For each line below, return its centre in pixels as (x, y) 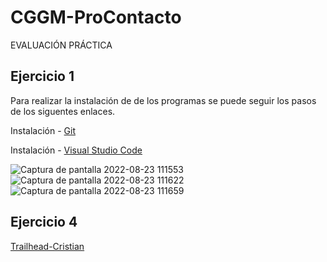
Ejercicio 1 (42, 76)
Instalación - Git (43, 130)
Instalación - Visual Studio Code (76, 150)
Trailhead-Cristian (47, 246)
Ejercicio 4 (44, 222)
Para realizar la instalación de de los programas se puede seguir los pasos (163, 100)
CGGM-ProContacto (96, 17)
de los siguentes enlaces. (63, 111)
